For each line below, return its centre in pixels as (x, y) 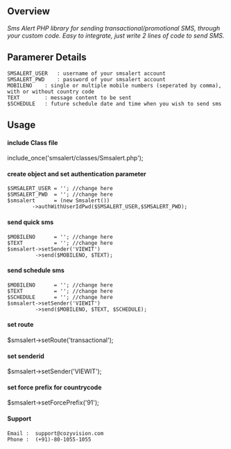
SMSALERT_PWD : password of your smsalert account (87, 79)
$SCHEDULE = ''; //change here (60, 297)
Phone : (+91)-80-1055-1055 (49, 439)
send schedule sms (36, 271)
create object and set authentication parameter (77, 173)
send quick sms (31, 222)
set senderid (26, 356)
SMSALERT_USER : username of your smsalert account (87, 73)
